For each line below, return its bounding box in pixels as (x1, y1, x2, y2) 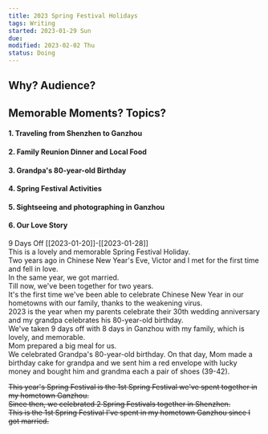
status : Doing (8, 49, 56, 57)
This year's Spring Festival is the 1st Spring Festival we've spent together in (8, 382, 258, 391)
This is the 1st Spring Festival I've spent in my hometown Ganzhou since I (8, 407, 251, 417)
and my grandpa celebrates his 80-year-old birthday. (8, 315, 184, 325)
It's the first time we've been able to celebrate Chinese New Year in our (8, 289, 244, 299)
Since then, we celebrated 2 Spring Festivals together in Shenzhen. (8, 399, 231, 408)
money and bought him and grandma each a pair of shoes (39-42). (8, 366, 230, 376)
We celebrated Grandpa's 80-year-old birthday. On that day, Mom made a (8, 349, 253, 358)
